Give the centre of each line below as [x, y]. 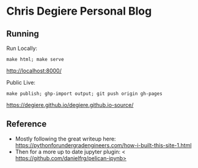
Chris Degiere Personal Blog [79, 11]
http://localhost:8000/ [34, 71]
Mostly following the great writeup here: [65, 139]
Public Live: [21, 82]
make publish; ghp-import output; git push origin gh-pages [85, 94]
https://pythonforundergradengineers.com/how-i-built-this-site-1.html [103, 145]
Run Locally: [22, 48]
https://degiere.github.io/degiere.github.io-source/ [70, 105]
